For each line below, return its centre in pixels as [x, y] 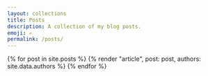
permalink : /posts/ [35, 39]
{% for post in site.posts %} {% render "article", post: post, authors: [104, 59]
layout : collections [37, 13]
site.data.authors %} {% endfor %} [57, 66]
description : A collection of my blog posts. [74, 26]
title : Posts [26, 20]
